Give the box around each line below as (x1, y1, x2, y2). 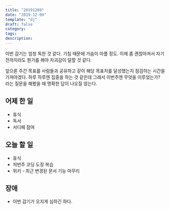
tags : (5, 31, 17, 36)
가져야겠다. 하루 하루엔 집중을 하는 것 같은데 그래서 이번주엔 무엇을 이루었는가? (5, 74, 161, 80)
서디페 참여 (12, 124, 35, 130)
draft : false (5, 21, 33, 27)
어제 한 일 (5, 97, 33, 106)
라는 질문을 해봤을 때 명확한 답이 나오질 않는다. (5, 80, 97, 87)
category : (5, 27, 26, 32)
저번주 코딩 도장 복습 (12, 161, 54, 167)
